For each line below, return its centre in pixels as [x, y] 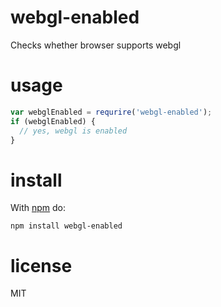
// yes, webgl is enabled [73, 131]
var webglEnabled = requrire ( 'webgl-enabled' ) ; [111, 112]
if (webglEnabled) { [53, 121]
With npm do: [38, 208]
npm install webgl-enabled [66, 226]
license [41, 265]
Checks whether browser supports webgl [96, 45]
